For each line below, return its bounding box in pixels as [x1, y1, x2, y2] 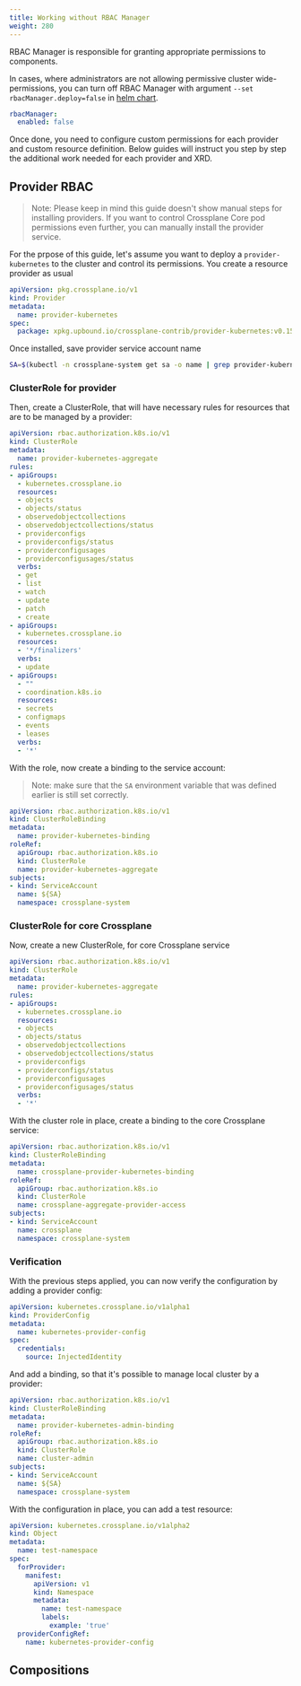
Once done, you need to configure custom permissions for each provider [9, 134, 279, 144]
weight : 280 [9, 22, 54, 31]
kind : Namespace [32, 1587, 94, 1597]
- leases [17, 729, 50, 738]
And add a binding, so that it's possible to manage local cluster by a [9, 1369, 260, 1380]
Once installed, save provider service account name [9, 343, 202, 354]
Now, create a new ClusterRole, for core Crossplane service [9, 939, 230, 951]
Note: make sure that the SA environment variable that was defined [30, 780, 278, 791]
